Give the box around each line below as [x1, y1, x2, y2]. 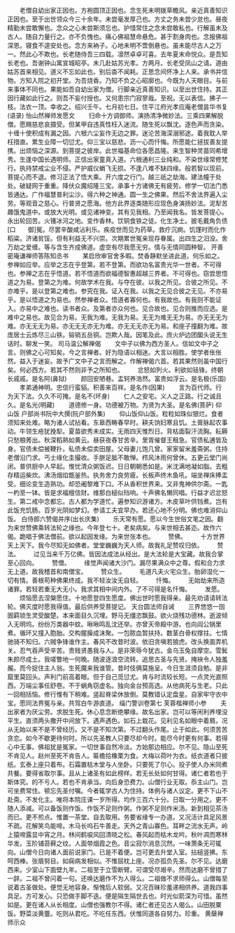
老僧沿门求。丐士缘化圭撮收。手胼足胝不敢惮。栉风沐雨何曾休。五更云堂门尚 [7, 453, 228, 462]
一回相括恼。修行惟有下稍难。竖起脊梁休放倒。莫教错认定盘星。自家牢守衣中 [7, 690, 228, 698]
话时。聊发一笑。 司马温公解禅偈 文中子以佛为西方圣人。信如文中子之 [7, 340, 219, 347]
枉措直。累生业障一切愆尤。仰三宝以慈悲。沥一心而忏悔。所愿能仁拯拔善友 [7, 137, 222, 146]
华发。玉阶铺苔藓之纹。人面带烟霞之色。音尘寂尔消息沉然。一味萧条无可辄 [7, 839, 222, 847]
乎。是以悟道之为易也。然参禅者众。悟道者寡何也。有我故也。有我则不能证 [7, 295, 222, 304]
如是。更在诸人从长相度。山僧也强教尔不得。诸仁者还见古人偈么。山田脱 [7, 901, 215, 908]
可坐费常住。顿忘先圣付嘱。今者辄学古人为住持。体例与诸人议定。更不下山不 [7, 786, 228, 795]
